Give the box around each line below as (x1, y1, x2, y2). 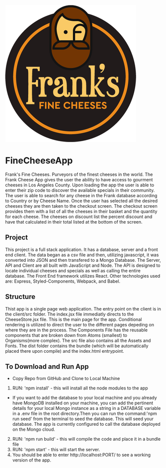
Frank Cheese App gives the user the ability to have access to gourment (5, 176, 153, 182)
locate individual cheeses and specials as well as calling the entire (5, 267, 141, 273)
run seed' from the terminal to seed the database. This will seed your (12, 416, 154, 422)
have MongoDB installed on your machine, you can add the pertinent (12, 400, 154, 406)
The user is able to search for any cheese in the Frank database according (5, 192, 158, 198)
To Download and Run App (5, 362, 89, 371)
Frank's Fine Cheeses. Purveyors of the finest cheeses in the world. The (5, 171, 153, 177)
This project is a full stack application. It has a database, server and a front (5, 246, 158, 252)
